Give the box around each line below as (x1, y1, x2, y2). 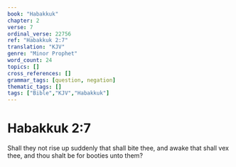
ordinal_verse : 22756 (7, 30, 72, 38)
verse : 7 (7, 23, 33, 31)
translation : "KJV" (7, 43, 65, 50)
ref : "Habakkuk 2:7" (7, 37, 69, 44)
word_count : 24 (7, 57, 53, 64)
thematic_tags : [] (7, 83, 62, 90)
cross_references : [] (7, 70, 72, 77)
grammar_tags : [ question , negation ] (7, 76, 116, 84)
